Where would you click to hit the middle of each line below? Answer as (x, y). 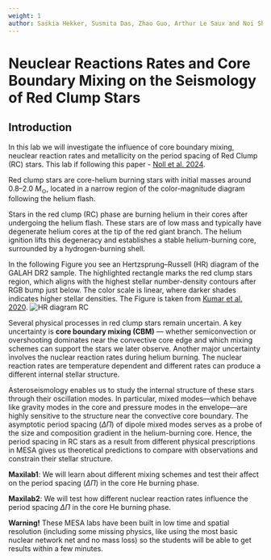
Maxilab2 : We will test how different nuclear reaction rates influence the (128, 499)
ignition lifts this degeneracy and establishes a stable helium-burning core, (132, 240)
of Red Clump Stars (75, 97)
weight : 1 (25, 16)
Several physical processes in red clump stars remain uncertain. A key (125, 323)
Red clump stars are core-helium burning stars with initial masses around (130, 179)
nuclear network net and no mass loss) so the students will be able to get (130, 540)
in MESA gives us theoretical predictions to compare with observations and (133, 450)
